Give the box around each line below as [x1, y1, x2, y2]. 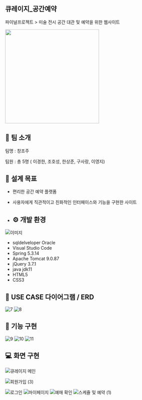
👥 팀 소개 [5, 133, 31, 142]
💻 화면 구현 [5, 351, 39, 360]
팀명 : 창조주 [5, 147, 29, 154]
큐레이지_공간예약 [5, 5, 57, 14]
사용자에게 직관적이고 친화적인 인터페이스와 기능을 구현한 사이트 [12, 199, 137, 206]
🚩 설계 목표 [5, 174, 37, 183]
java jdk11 [12, 266, 32, 272]
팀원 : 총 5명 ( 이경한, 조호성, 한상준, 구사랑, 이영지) [5, 158, 105, 164]
